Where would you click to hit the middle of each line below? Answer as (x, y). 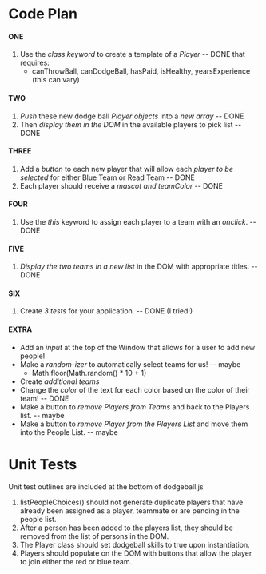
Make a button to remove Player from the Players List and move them (134, 424)
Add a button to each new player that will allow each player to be (127, 169)
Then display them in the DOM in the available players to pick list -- (131, 124)
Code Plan (43, 14)
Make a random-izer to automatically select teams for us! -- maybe (130, 364)
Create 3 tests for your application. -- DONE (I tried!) (106, 311)
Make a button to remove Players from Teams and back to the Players (135, 407)
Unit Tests (43, 464)
